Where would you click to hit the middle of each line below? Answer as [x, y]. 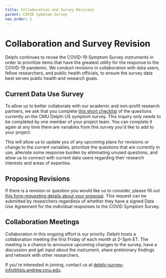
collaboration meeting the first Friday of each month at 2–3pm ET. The [77, 239]
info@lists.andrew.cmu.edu [33, 270]
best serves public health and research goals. [52, 78]
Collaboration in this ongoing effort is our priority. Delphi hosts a [71, 234]
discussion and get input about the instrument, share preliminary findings [80, 250]
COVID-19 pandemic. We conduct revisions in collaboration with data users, [83, 68]
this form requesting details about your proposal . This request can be [76, 196]
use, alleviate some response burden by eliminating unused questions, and [81, 152]
